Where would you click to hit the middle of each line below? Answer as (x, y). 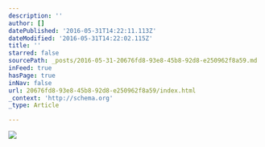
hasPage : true (32, 76)
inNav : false (30, 83)
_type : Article (34, 105)
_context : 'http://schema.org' (61, 98)
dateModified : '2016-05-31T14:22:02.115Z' (81, 38)
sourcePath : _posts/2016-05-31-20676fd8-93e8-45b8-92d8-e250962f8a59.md (133, 61)
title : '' (25, 46)
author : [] (27, 23)
